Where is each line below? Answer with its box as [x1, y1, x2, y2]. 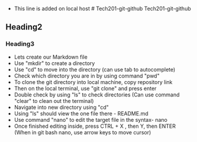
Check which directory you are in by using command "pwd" [14, 72, 160, 79]
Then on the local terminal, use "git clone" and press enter [14, 85, 157, 92]
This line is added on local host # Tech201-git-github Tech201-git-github [14, 5, 191, 12]
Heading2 [5, 22, 43, 32]
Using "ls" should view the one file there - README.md [14, 109, 148, 117]
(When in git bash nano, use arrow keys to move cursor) [14, 128, 151, 135]
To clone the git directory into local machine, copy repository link [14, 78, 173, 85]
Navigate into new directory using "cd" [14, 104, 109, 111]
